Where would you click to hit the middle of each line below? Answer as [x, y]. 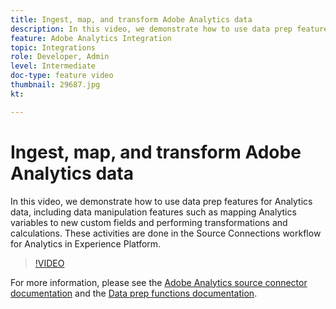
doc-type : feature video [62, 76]
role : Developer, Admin [60, 57]
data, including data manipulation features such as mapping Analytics [153, 212]
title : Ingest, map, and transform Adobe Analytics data [131, 19]
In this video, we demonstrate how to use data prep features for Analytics [161, 201]
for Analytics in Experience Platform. [86, 243]
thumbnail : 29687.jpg [55, 85]
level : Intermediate [53, 66]
